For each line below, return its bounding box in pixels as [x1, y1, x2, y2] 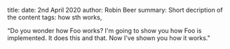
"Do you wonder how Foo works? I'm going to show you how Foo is [7, 27, 202, 35]
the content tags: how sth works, [7, 13, 102, 21]
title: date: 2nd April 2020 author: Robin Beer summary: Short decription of [7, 6, 223, 14]
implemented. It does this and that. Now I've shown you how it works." [7, 34, 210, 42]
